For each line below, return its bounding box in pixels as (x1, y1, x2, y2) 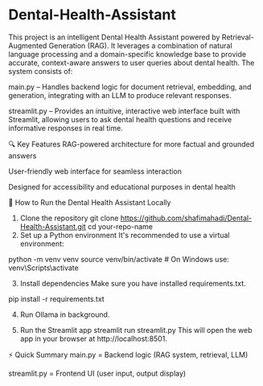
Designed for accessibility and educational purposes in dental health (8, 182, 236, 191)
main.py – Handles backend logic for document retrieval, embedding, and (8, 82, 252, 92)
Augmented (8, 40, 47, 50)
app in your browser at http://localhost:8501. (19, 334, 167, 343)
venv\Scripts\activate (8, 263, 79, 273)
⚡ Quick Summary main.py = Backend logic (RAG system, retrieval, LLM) (8, 350, 249, 359)
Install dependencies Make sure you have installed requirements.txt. (19, 278, 247, 288)
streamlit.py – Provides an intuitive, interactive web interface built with (8, 106, 240, 116)
